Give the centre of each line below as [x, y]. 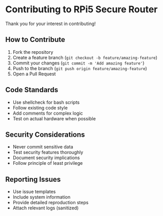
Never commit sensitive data [43, 147]
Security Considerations [45, 134]
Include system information [42, 197]
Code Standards [32, 90]
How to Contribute [35, 40]
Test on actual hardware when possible [54, 118]
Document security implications [46, 158]
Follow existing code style [40, 107]
